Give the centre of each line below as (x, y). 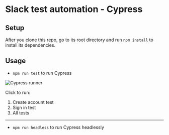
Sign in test (24, 107)
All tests (21, 113)
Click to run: (18, 92)
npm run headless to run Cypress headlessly (58, 127)
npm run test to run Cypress (42, 73)
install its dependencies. (30, 45)
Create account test (33, 102)
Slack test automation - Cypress (74, 9)
